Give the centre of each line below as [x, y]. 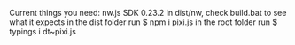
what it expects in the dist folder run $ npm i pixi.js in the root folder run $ [143, 22]
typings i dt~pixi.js [43, 31]
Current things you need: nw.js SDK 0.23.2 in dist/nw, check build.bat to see [148, 13]
